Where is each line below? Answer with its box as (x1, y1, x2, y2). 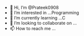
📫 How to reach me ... (9, 26, 56, 31)
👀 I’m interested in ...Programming (9, 10, 79, 16)
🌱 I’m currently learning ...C (9, 15, 66, 20)
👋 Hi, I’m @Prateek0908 (9, 5, 59, 10)
